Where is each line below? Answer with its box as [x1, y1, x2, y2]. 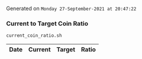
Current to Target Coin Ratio [6, 19, 89, 27]
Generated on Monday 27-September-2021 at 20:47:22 [6, 5, 137, 12]
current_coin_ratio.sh [6, 33, 62, 39]
